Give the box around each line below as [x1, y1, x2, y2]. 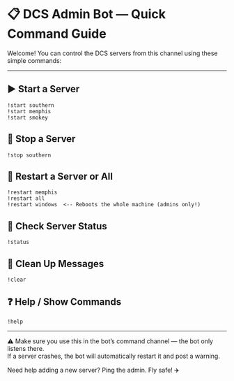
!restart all [7, 195, 45, 202]
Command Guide [7, 26, 107, 42]
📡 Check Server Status [7, 220, 108, 232]
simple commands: [7, 56, 62, 64]
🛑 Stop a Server [7, 133, 76, 145]
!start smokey [7, 114, 49, 121]
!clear [7, 276, 26, 283]
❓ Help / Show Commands [7, 296, 122, 308]
